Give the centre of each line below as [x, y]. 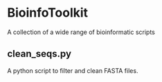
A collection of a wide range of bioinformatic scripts [81, 32]
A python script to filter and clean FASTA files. [73, 70]
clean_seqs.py [39, 54]
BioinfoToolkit [48, 13]
